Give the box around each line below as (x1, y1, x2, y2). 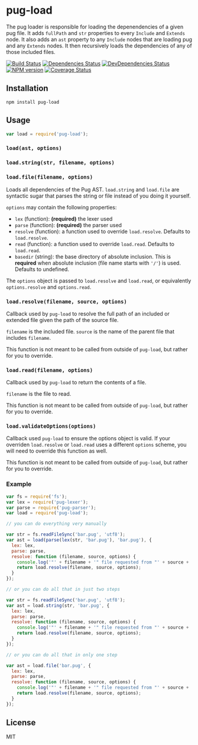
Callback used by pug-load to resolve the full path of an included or (6, 310, 170, 317)
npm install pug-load (6, 99, 60, 105)
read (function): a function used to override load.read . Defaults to (14, 240, 174, 247)
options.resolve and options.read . (6, 283, 92, 291)
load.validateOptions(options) (6, 423, 96, 430)
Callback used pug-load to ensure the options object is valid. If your (6, 435, 170, 442)
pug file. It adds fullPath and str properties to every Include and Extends (6, 29, 185, 36)
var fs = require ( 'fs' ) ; (6, 494, 67, 499)
